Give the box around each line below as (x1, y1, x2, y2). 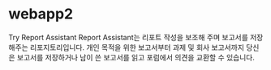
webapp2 (8, 5, 74, 23)
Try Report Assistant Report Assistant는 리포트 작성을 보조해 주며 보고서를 (8, 32, 249, 42)
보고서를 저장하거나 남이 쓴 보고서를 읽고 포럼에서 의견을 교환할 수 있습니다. (16, 52, 256, 62)
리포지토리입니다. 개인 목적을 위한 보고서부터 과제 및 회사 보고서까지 (29, 42, 245, 52)
